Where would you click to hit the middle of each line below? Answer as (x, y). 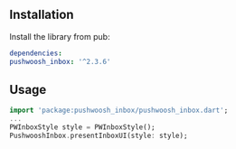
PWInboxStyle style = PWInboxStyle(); (82, 127)
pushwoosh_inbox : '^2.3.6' (60, 61)
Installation (42, 15)
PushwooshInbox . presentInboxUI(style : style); (99, 135)
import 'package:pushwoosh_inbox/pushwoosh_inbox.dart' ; (119, 111)
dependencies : (36, 53)
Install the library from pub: (60, 36)
